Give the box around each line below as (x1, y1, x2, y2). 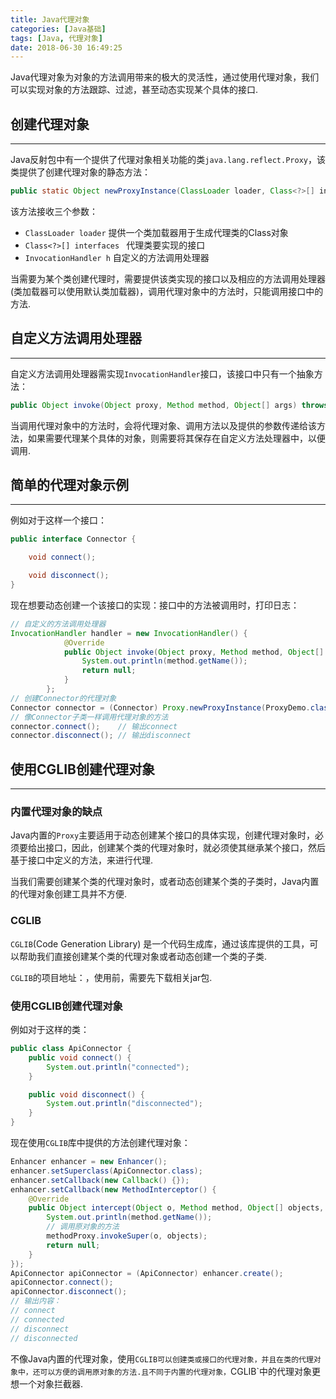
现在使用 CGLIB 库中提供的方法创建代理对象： (10, 1137, 191, 1149)
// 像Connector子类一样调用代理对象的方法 (10, 712, 169, 722)
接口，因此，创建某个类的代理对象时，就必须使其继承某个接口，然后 (44, 842, 326, 854)
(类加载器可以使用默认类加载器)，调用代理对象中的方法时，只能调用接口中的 (10, 285, 324, 297)
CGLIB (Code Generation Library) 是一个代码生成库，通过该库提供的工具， (10, 937, 310, 950)
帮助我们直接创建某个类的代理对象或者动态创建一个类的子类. (18, 950, 268, 962)
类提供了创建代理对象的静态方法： (10, 166, 151, 178)
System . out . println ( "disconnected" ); (46, 1099, 203, 1109)
